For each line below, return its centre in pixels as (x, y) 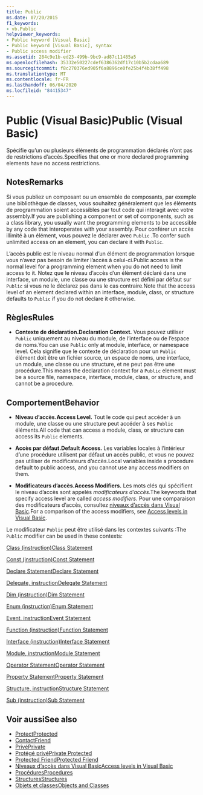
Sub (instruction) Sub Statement (45, 701)
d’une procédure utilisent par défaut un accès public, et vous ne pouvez (105, 455)
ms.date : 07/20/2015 (32, 18)
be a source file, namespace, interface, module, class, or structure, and (104, 377)
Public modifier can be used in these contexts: (64, 536)
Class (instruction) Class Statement (49, 548)
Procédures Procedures (44, 773)
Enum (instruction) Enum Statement (50, 607)
